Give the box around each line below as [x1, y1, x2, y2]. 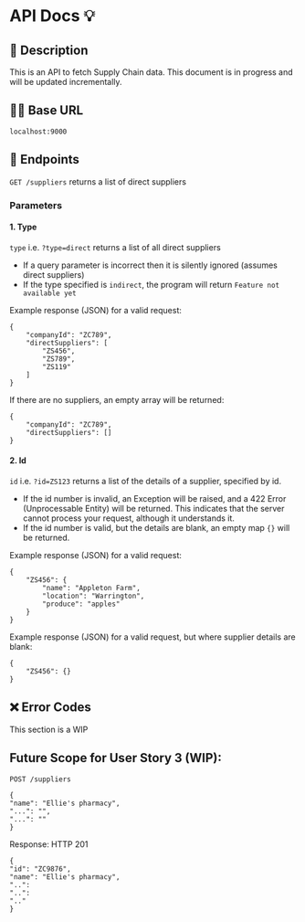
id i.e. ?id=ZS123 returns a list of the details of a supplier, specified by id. [9, 475, 281, 486]
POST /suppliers [9, 774, 71, 784]
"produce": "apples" [42, 599, 121, 609]
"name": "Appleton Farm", [42, 583, 142, 592]
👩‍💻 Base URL [9, 102, 84, 119]
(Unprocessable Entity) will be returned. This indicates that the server [22, 503, 285, 514]
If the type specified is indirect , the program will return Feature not [22, 279, 280, 290]
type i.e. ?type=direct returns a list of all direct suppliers [9, 241, 221, 252]
